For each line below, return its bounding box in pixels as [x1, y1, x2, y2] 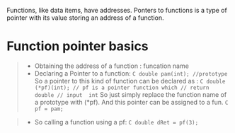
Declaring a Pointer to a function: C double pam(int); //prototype [34, 69, 228, 77]
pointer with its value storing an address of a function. [6, 13, 164, 22]
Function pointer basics [6, 38, 149, 54]
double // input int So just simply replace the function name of [34, 90, 227, 98]
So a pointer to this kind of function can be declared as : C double [34, 76, 226, 85]
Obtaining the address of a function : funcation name [34, 62, 189, 70]
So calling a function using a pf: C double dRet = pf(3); [34, 117, 199, 126]
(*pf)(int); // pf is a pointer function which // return [34, 84, 210, 91]
